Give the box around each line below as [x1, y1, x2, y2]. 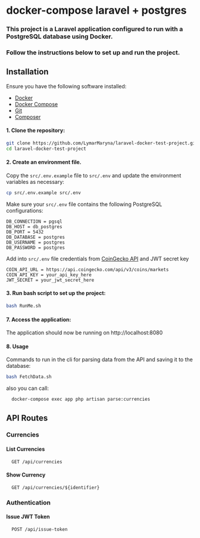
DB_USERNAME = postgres [6, 239, 65, 245]
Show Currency [6, 471, 46, 478]
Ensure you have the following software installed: [6, 82, 127, 90]
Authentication [6, 498, 51, 506]
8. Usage [6, 343, 29, 350]
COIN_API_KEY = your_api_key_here [6, 272, 92, 278]
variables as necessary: [6, 179, 64, 185]
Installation [6, 67, 49, 77]
